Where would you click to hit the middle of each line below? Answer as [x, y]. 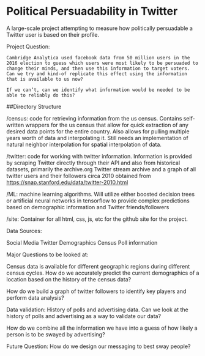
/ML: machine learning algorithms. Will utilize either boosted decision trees [100, 194]
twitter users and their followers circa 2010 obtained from [79, 176]
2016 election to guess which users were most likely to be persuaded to [102, 63]
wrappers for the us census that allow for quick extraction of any [107, 125]
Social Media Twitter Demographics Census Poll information [82, 242]
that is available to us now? [45, 79]
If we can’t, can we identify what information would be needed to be [98, 90]
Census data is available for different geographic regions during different [98, 266]
